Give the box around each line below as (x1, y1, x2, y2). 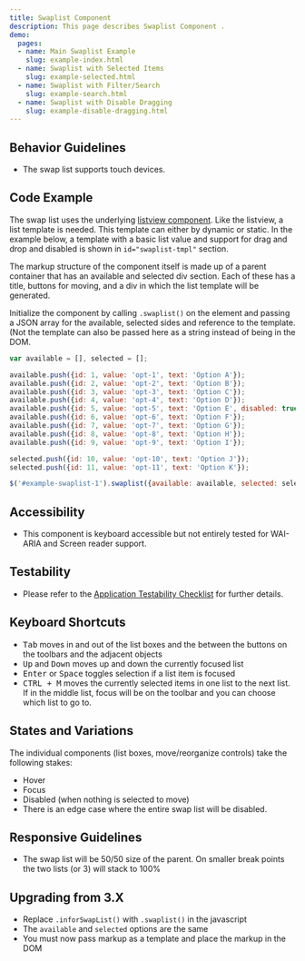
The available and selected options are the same (22, 924, 209, 935)
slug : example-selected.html (25, 73, 136, 82)
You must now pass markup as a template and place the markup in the (22, 933, 286, 945)
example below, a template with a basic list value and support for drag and (9, 233, 288, 244)
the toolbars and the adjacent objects (22, 649, 163, 659)
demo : (9, 30, 30, 39)
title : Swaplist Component (9, 13, 112, 23)
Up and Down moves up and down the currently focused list (22, 658, 244, 669)
